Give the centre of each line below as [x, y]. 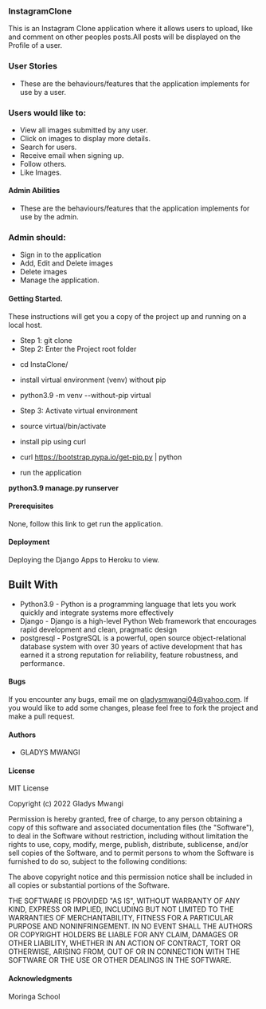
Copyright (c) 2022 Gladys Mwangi [66, 804]
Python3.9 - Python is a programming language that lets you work [128, 604]
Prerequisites [31, 506]
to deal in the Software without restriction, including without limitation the [128, 836]
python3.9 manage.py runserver [64, 487]
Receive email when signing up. [72, 155]
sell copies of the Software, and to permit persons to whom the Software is [131, 853]
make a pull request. [42, 716]
